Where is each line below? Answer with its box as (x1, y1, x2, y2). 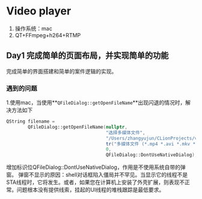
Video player (6, 4, 72, 18)
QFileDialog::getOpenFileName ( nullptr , (28, 124, 128, 130)
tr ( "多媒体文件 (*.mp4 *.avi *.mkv (105, 141, 191, 147)
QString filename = (6, 118, 55, 124)
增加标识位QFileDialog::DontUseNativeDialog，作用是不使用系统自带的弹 (6, 164, 186, 171)
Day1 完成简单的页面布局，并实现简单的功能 (6, 51, 169, 61)
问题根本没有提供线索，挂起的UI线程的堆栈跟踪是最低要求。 (16, 186, 165, 194)
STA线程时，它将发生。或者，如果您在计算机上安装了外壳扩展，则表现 (6, 179, 180, 186)
